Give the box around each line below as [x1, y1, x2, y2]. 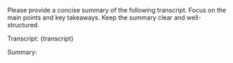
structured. [7, 21, 40, 29]
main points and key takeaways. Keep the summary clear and [7, 13, 185, 22]
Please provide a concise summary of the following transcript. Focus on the [7, 6, 227, 14]
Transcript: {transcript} [7, 34, 74, 43]
